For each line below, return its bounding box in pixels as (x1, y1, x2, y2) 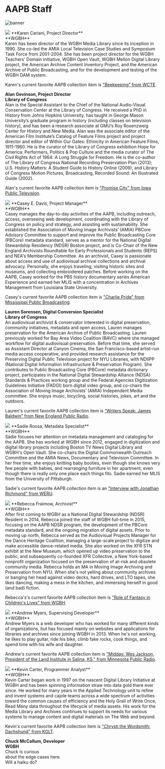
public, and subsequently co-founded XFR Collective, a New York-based (5, 553, 153, 559)
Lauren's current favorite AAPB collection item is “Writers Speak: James (5, 407, 151, 413)
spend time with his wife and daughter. (5, 641, 84, 647)
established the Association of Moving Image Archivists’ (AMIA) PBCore (5, 226, 151, 232)
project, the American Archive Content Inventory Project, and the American (5, 61, 158, 67)
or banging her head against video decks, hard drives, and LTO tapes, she (5, 574, 155, 580)
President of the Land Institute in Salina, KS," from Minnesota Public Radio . (5, 656, 157, 662)
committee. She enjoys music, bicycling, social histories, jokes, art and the (5, 393, 156, 399)
